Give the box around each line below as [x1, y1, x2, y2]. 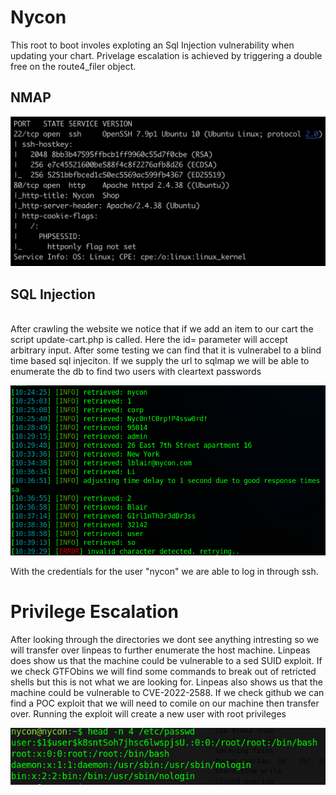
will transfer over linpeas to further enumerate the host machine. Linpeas [10, 644, 311, 656]
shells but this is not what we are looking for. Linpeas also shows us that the [10, 676, 323, 688]
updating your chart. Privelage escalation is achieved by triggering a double [10, 49, 323, 61]
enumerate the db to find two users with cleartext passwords [10, 366, 262, 378]
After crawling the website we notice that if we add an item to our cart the [10, 323, 314, 335]
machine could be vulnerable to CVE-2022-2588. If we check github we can [10, 686, 325, 698]
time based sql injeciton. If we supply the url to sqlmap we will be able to [10, 355, 310, 367]
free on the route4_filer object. [10, 60, 137, 72]
